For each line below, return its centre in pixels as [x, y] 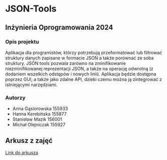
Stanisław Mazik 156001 [37, 119]
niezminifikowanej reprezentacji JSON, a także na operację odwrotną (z [79, 68]
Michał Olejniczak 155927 [39, 125]
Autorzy [16, 98]
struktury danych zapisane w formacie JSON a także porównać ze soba [79, 58]
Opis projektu [22, 42]
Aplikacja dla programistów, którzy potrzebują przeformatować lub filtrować [84, 52]
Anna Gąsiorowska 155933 [40, 109]
